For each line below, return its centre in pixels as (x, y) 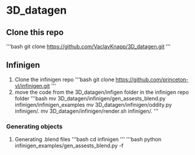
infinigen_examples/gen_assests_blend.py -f (69, 145)
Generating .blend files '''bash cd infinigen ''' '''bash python (88, 140)
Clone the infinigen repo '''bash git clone (64, 79)
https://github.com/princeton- (152, 79)
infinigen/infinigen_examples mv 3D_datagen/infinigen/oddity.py (93, 105)
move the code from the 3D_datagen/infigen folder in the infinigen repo (102, 92)
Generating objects (34, 126)
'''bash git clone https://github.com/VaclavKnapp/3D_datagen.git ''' (88, 46)
